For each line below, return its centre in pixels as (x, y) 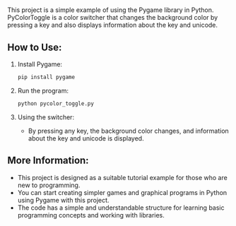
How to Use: (35, 47)
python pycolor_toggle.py (55, 103)
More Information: (48, 161)
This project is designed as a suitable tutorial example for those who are (122, 177)
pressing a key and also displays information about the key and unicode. (112, 25)
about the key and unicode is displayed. (86, 138)
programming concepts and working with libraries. (91, 215)
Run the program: (43, 90)
